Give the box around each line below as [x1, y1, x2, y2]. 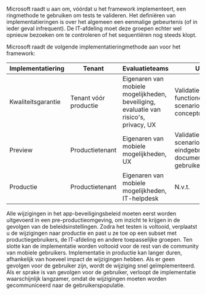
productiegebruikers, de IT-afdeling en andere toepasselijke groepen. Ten [6, 236, 193, 243]
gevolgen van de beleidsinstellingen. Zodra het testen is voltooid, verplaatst [6, 223, 197, 230]
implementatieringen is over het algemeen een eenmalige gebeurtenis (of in [6, 18, 198, 25]
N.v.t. [174, 183, 190, 191]
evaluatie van [122, 105, 161, 113]
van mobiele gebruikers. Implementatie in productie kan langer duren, [6, 249, 183, 256]
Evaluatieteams [122, 64, 169, 72]
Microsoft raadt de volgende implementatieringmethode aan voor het [6, 43, 181, 50]
